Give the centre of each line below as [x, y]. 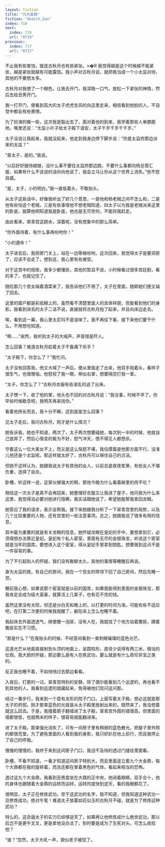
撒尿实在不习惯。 [22, 628]
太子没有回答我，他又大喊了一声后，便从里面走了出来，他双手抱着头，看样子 [82, 367]
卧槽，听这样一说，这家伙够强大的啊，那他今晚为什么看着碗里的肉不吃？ [78, 482]
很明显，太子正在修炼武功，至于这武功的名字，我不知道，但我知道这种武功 [80, 794]
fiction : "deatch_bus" [28, 19]
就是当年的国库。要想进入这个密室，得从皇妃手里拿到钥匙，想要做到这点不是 [82, 544]
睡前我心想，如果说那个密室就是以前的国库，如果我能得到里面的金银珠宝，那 [82, 588]
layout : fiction [22, 10]
